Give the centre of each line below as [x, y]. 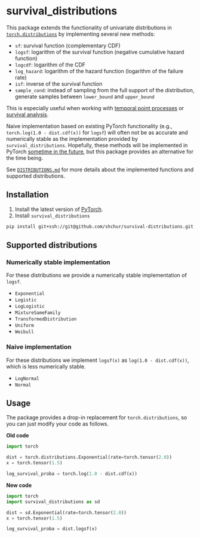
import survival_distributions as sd [53, 501]
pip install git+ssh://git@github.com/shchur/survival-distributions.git [100, 226]
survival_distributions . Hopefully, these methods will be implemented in [97, 145]
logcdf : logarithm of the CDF [50, 65]
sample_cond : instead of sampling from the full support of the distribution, [104, 90]
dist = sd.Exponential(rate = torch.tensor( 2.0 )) [67, 513]
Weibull [24, 332]
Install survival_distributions [52, 215]
